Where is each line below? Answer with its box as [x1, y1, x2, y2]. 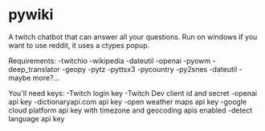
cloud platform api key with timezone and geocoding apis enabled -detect [8, 105, 253, 115]
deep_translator [8, 64, 60, 73]
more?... [32, 73, 60, 82]
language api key [8, 113, 65, 123]
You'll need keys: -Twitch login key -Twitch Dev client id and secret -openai [8, 88, 258, 97]
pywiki [8, 6, 54, 24]
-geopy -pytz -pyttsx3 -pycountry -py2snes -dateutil [61, 64, 238, 73]
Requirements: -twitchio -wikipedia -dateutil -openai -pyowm [8, 56, 211, 65]
